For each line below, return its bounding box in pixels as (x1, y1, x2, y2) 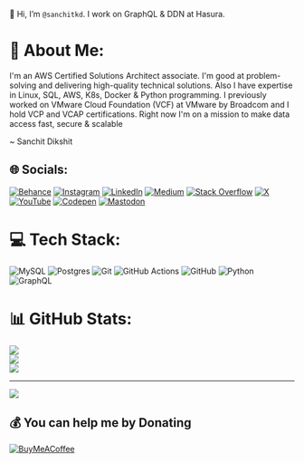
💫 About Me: (9, 41, 105, 61)
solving (9, 80, 37, 91)
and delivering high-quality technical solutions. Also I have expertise (38, 80, 293, 91)
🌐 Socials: (9, 162, 69, 178)
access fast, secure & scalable (9, 118, 124, 129)
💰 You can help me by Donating (9, 415, 192, 430)
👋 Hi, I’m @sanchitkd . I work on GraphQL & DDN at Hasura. (9, 9, 225, 19)
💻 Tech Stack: (9, 229, 121, 249)
